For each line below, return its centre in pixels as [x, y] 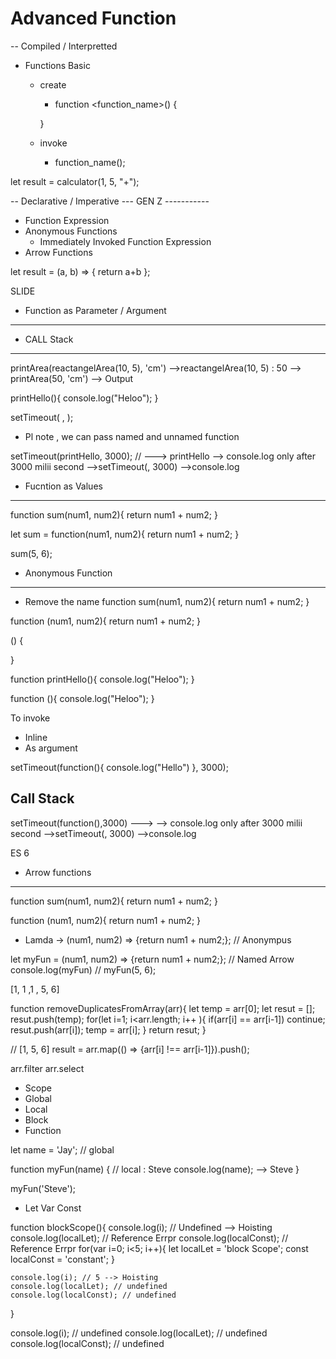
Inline [36, 737]
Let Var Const [53, 1208]
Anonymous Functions [71, 231]
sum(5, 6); [31, 553]
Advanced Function [93, 18]
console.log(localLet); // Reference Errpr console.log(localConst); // [149, 1238]
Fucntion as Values [63, 486]
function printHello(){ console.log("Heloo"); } [102, 679]
